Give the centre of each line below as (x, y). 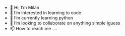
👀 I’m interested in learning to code (46, 13)
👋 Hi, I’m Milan (25, 8)
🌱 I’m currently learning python (41, 18)
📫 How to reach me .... (33, 28)
